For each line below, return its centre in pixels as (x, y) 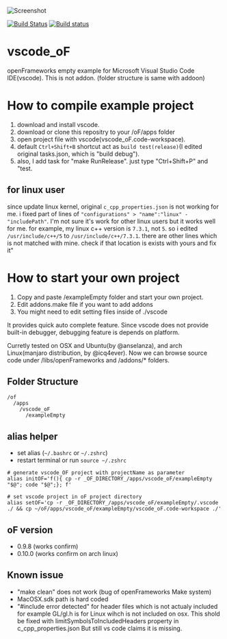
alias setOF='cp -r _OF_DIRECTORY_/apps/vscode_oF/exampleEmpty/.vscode (113, 503)
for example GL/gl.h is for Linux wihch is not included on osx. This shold (118, 614)
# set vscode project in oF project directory (75, 497)
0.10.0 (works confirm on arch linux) (67, 554)
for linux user (36, 190)
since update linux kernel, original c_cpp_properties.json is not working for (113, 207)
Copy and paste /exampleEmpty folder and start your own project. (110, 297)
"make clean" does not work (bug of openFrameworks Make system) (114, 592)
